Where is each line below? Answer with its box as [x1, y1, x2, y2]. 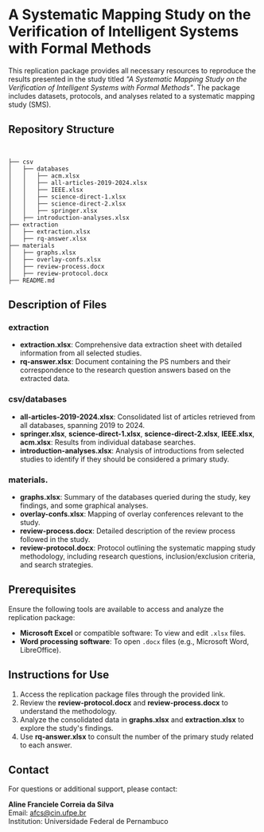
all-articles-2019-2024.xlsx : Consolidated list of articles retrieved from [19, 412, 256, 422]
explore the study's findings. [19, 723, 114, 732]
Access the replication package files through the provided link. [19, 689, 225, 699]
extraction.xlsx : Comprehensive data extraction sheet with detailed [19, 340, 243, 350]
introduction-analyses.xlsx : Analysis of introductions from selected [19, 445, 245, 455]
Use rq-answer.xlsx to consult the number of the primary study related [19, 732, 254, 741]
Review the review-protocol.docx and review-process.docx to [19, 697, 229, 707]
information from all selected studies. [19, 348, 142, 358]
